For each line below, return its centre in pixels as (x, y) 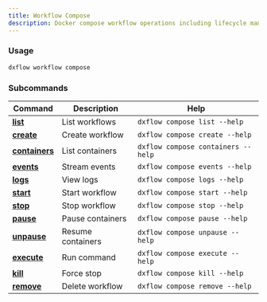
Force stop (81, 273)
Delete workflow (92, 286)
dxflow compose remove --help (195, 286)
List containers (89, 151)
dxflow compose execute (183, 253)
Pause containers (94, 218)
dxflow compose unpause (183, 232)
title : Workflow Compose (49, 16)
